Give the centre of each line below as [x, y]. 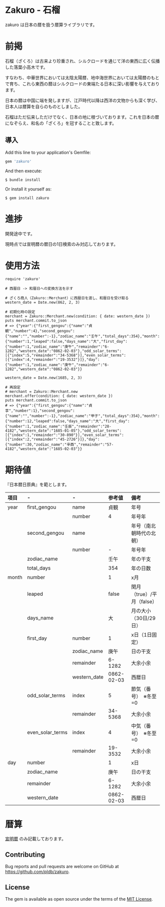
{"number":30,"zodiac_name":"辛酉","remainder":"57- [59, 445]
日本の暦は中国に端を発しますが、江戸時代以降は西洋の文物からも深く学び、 [82, 100]
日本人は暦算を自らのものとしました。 [44, 106]
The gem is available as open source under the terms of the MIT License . [79, 899]
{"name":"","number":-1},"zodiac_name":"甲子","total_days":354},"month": [82, 416]
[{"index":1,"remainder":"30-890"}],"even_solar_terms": [65, 435]
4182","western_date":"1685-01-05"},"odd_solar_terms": [63, 431]
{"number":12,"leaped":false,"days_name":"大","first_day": [68, 421]
